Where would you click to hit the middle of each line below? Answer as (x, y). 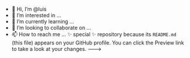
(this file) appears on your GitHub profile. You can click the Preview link (98, 43)
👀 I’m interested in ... (36, 15)
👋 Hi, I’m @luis (29, 9)
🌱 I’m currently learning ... (43, 21)
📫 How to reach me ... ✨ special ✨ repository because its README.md (94, 34)
